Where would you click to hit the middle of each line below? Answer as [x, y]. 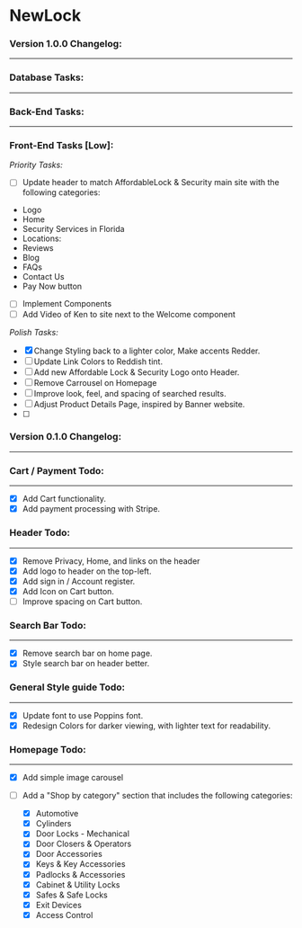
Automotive [57, 814]
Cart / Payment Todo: [57, 470]
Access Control [64, 915]
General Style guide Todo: [67, 687]
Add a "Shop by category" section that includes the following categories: [157, 796]
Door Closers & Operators [84, 844]
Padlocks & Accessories [80, 874]
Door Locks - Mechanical [83, 834]
